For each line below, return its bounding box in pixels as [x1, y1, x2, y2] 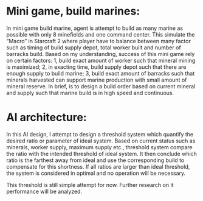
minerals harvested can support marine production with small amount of [6, 76, 187, 83]
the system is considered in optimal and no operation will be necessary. [6, 169, 186, 177]
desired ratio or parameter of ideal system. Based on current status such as [6, 137, 196, 144]
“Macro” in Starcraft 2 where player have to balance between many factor [6, 37, 191, 44]
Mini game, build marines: [6, 4, 140, 18]
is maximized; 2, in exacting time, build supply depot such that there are [6, 63, 187, 71]
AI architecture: [6, 111, 87, 124]
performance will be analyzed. [6, 188, 83, 195]
